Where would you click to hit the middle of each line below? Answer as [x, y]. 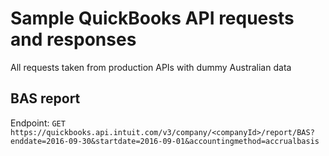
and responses [73, 39]
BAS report [45, 98]
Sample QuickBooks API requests [152, 18]
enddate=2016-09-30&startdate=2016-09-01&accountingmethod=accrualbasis [165, 141]
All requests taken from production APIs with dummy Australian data [151, 67]
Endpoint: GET [38, 123]
